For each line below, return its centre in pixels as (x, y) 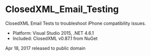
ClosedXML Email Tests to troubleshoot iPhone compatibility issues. (75, 23)
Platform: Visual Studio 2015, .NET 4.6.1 (53, 33)
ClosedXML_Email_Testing (62, 9)
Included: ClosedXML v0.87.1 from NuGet (55, 38)
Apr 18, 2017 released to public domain (45, 48)
